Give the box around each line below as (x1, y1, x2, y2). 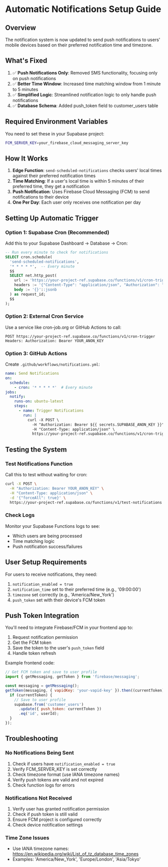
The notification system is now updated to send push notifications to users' (5, 37, 160, 43)
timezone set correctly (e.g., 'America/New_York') (12, 591, 114, 597)
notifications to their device (12, 194, 69, 200)
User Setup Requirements (5, 558, 87, 566)
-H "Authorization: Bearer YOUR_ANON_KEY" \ (9, 486, 104, 491)
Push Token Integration (5, 611, 79, 620)
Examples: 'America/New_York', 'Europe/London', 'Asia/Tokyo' (12, 856, 141, 862)
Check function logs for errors (12, 782, 75, 788)
